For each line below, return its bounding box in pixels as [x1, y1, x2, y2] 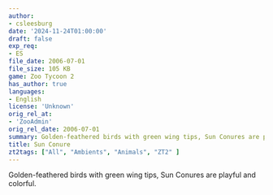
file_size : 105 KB [8, 65, 71, 73]
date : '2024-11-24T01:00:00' [8, 27, 107, 35]
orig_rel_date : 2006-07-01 [8, 125, 100, 133]
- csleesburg [8, 19, 53, 28]
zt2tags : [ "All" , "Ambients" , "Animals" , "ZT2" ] [8, 148, 180, 156]
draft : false [8, 34, 53, 43]
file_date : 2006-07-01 [8, 58, 85, 66]
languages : [8, 87, 45, 96]
